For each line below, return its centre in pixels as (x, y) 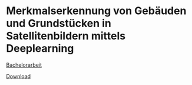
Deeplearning (40, 49)
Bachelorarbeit (24, 65)
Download (19, 76)
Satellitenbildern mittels (66, 36)
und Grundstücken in (59, 23)
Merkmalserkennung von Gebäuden (96, 11)
